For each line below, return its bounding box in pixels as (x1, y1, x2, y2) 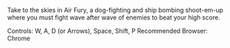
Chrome (7, 34, 31, 42)
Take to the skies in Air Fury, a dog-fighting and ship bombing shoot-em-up (7, 6, 224, 14)
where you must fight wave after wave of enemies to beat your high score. (7, 13, 220, 22)
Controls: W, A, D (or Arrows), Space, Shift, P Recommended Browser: (7, 27, 208, 35)
